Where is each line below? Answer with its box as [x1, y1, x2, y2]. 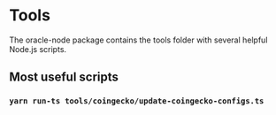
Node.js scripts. [9, 43, 67, 54]
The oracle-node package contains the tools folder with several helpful [9, 34, 268, 45]
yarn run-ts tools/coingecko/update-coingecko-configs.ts [9, 96, 264, 106]
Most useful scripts [9, 70, 119, 85]
